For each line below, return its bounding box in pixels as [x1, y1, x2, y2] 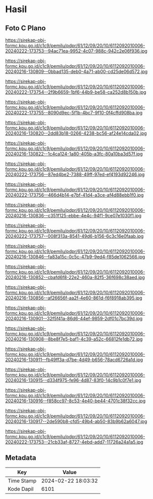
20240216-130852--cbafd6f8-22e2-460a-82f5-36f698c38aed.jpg [5, 275, 145, 280]
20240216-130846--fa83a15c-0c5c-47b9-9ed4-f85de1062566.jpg [5, 254, 145, 259]
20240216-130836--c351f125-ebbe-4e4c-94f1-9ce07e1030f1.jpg [5, 213, 142, 218]
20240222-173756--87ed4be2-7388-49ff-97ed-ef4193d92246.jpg [5, 171, 145, 177]
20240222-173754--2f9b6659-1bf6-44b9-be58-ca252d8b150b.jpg [5, 89, 146, 95]
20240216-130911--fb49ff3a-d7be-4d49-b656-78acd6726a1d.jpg [5, 357, 143, 363]
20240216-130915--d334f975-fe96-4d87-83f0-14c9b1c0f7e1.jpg [5, 377, 141, 383]
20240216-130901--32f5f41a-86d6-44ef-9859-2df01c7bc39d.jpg [5, 316, 143, 321]
